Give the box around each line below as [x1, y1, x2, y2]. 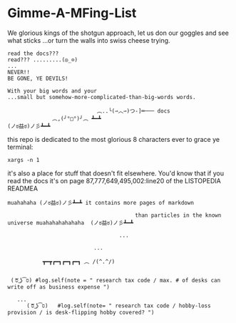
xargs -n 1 [7, 156, 40, 163]
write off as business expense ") [7, 283, 111, 290]
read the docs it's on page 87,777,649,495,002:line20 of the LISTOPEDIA [7, 176, 221, 185]
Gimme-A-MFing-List [7, 5, 137, 21]
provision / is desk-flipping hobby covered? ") [7, 309, 155, 316]
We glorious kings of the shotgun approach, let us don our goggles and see [7, 29, 230, 37]
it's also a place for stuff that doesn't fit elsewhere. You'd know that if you [7, 169, 225, 178]
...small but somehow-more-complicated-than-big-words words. [7, 93, 196, 101]
